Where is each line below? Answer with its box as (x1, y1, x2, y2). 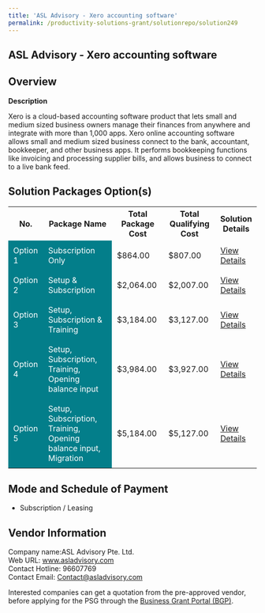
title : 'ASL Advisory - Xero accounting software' (8, 11, 178, 20)
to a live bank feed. (8, 161, 71, 171)
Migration (47, 452, 84, 464)
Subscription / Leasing (19, 503, 93, 513)
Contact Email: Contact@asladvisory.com (8, 573, 144, 582)
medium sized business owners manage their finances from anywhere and (8, 119, 251, 129)
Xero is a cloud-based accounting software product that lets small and (8, 112, 237, 121)
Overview (8, 75, 58, 89)
